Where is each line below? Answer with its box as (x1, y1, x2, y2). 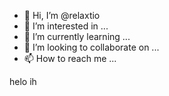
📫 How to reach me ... (23, 53, 117, 64)
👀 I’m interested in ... (23, 20, 109, 32)
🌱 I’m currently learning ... (23, 31, 131, 42)
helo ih (9, 76, 37, 87)
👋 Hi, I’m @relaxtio (23, 10, 101, 21)
